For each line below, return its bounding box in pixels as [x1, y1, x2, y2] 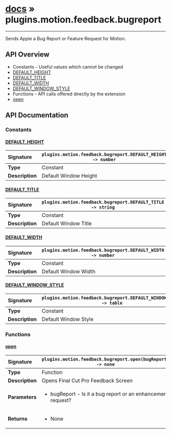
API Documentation [5, 111, 69, 120]
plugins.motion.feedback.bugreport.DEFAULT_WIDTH [41, 247, 164, 253]
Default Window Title [41, 220, 92, 227]
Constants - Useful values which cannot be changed [12, 64, 123, 70]
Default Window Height [41, 172, 98, 180]
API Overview [5, 50, 50, 59]
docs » [5, 3, 35, 15]
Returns [8, 415, 28, 422]
